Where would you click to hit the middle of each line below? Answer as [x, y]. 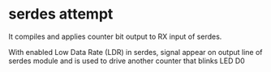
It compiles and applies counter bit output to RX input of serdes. [115, 36]
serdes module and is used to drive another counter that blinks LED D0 [127, 61]
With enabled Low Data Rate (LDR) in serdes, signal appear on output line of [135, 52]
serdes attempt [61, 14]
